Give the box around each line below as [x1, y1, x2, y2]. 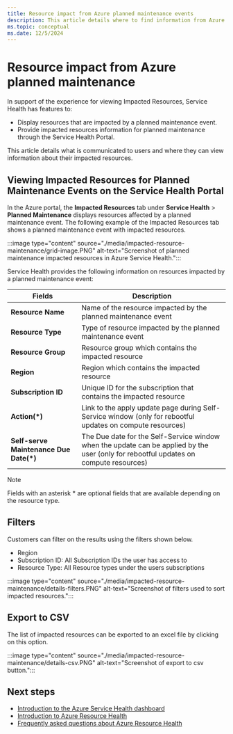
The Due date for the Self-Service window [81, 432, 221, 441]
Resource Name [10, 308, 64, 317]
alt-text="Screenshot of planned [96, 246, 189, 255]
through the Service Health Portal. [17, 133, 115, 141]
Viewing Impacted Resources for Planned [7, 174, 190, 186]
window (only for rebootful [107, 412, 195, 421]
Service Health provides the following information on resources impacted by [7, 267, 225, 276]
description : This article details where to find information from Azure [7, 17, 225, 24]
